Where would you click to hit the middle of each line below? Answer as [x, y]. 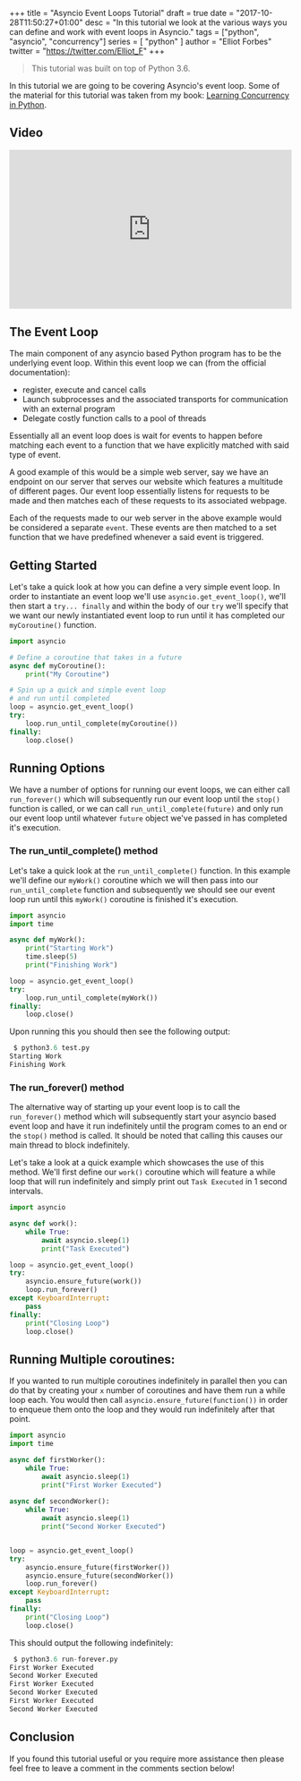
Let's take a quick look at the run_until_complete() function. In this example [150, 870]
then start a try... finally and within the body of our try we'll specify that [149, 606]
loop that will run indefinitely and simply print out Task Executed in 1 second [148, 1182]
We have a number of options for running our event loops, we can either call [150, 790]
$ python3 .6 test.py [52, 1048]
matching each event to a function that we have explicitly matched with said [149, 445]
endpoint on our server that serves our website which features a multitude [146, 482]
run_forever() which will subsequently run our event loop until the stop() [145, 799]
